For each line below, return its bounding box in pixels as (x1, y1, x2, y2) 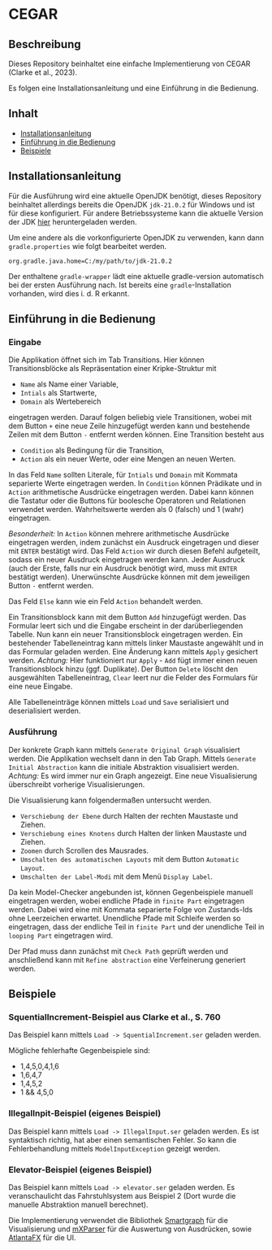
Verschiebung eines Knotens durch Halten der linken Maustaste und (19, 828, 248, 838)
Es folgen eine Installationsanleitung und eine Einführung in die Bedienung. (8, 83, 259, 93)
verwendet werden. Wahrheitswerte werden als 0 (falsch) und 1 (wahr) (8, 505, 244, 514)
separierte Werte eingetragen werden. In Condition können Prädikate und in (8, 479, 262, 488)
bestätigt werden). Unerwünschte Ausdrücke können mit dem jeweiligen (8, 572, 250, 582)
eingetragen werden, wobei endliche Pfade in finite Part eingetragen (8, 896, 245, 906)
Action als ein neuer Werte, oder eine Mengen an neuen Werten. (19, 454, 236, 464)
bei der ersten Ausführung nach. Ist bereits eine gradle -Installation (8, 280, 231, 290)
